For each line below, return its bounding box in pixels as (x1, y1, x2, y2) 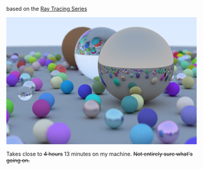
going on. (6, 157, 30, 164)
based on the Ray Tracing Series (6, 5, 88, 12)
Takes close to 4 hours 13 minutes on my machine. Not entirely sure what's (6, 150, 193, 157)
